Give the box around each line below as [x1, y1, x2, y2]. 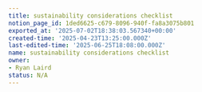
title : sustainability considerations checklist [8, 11, 173, 20]
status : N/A [8, 71, 48, 79]
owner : [8, 57, 30, 65]
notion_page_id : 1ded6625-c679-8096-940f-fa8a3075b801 [8, 19, 195, 27]
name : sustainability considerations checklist [8, 49, 170, 57]
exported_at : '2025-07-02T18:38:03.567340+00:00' [8, 26, 177, 34]
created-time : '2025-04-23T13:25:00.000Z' [8, 34, 152, 42]
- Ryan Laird [8, 64, 52, 72]
